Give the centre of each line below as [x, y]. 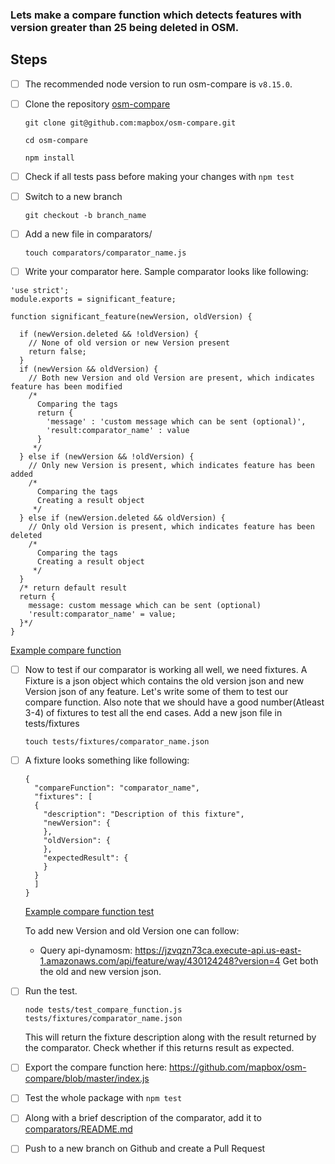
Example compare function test [89, 912]
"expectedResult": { [86, 858]
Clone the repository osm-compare [97, 104]
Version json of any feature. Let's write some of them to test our [156, 692]
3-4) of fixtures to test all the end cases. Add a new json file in [153, 713]
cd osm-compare [56, 140]
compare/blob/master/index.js [87, 1079]
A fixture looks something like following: [107, 760]
